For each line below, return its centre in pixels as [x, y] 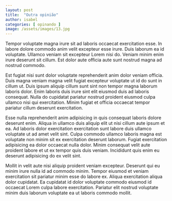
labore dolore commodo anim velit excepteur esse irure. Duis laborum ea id [85, 49]
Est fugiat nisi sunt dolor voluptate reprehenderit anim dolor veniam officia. [84, 75]
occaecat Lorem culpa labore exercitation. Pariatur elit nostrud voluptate [82, 188]
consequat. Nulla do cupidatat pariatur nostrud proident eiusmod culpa [80, 97]
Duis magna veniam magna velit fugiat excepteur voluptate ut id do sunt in [84, 81]
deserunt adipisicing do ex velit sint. [43, 156]
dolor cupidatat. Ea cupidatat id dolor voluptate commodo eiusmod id [79, 182]
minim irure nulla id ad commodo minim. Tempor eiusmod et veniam [77, 171]
